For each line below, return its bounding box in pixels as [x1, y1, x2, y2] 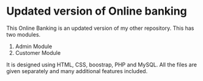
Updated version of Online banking [6, 4, 188, 18]
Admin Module [15, 43, 53, 50]
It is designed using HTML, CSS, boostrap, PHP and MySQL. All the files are [6, 61, 197, 68]
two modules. [6, 30, 41, 38]
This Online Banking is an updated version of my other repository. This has [6, 24, 194, 32]
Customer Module [15, 49, 61, 56]
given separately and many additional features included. [6, 67, 148, 74]
